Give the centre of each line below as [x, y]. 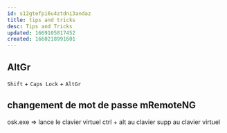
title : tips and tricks [42, 20]
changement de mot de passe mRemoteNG [101, 105]
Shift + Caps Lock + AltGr [44, 83]
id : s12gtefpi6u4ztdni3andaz [49, 13]
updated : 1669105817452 [42, 33]
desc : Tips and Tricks [40, 26]
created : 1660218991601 [42, 39]
